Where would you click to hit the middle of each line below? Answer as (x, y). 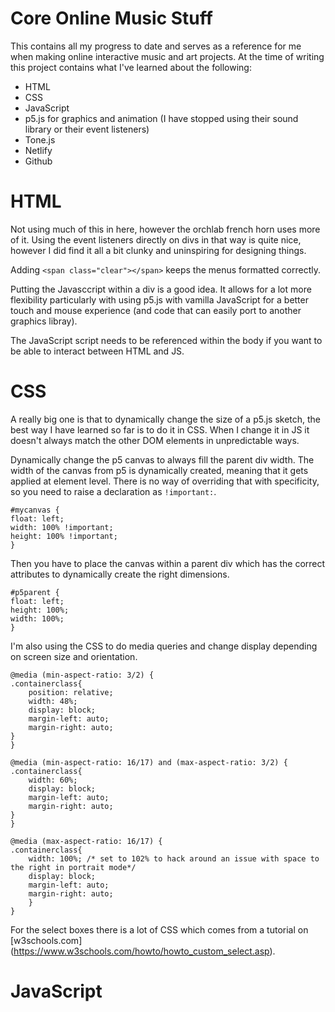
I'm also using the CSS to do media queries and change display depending (164, 646)
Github (38, 161)
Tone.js (40, 139)
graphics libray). (44, 321)
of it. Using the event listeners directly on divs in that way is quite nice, (156, 239)
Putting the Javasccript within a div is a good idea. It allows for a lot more (161, 289)
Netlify (38, 150)
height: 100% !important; (64, 536)
